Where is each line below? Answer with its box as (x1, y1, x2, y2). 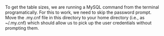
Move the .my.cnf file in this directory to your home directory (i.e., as (5, 15, 145, 20)
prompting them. (5, 25, 39, 31)
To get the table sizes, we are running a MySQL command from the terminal (5, 4, 160, 10)
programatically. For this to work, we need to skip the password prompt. (5, 9, 152, 15)
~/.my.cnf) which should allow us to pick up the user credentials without (5, 20, 152, 26)
